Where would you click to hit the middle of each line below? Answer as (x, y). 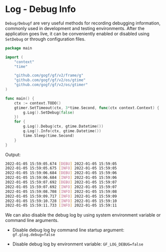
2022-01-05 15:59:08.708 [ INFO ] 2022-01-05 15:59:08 (61, 191)
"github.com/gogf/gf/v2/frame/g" (49, 75)
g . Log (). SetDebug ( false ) (49, 112)
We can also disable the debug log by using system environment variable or (83, 215)
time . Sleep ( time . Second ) (49, 135)
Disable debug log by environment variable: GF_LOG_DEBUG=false (78, 244)
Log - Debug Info (41, 9)
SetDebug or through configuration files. (45, 39)
